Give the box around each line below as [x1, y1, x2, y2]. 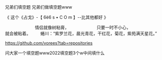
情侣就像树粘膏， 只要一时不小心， [35, 24, 129, 30]
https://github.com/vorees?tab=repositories [5, 40, 93, 46]
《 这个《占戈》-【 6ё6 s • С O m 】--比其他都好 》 [5, 14, 108, 20]
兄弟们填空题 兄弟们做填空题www [5, 4, 72, 10]
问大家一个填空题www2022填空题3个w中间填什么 [5, 50, 105, 56]
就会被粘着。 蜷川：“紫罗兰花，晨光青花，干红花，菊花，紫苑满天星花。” [5, 31, 157, 36]
